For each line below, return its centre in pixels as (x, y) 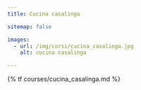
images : (19, 40)
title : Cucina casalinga (44, 14)
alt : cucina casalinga (53, 53)
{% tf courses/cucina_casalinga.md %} (64, 79)
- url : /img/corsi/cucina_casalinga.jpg (74, 46)
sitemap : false (30, 27)
